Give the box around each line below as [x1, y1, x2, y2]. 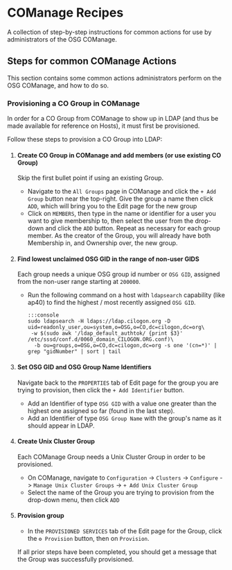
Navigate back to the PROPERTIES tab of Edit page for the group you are [17, 378, 219, 387]
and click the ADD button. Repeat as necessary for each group [44, 224, 220, 233]
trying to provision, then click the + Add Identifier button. [17, 385, 185, 394]
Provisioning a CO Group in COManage [7, 99, 141, 108]
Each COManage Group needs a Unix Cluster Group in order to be [17, 453, 206, 461]
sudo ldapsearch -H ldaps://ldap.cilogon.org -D [27, 318, 171, 325]
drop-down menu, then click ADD [27, 495, 120, 504]
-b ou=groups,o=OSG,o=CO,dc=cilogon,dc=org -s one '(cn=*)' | [33, 342, 217, 349]
